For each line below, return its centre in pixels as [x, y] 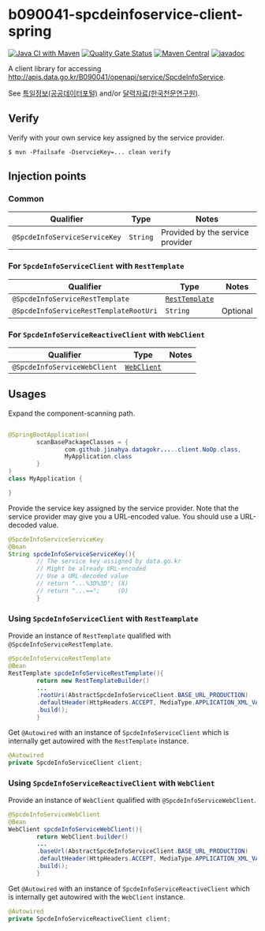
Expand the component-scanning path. [72, 413]
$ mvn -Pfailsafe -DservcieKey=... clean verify [90, 152]
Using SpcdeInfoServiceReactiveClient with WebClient [112, 782]
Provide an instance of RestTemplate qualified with [90, 636]
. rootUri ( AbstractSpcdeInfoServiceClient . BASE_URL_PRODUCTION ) [142, 695]
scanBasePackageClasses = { [82, 442]
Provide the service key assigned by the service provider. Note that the [123, 508]
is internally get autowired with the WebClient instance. [97, 897]
